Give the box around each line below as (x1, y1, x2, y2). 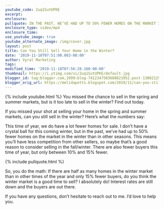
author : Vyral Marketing (5, 57, 56, 62)
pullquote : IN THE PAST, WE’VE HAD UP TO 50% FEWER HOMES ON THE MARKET (5, 21, 156, 26)
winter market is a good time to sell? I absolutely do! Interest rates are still (5, 179, 153, 184)
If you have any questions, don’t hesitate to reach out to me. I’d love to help (5, 193, 156, 199)
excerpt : (5, 12, 23, 17)
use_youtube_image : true (5, 35, 56, 40)
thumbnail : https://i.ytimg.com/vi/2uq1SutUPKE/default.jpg (5, 71, 130, 76)
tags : (5, 62, 16, 67)
